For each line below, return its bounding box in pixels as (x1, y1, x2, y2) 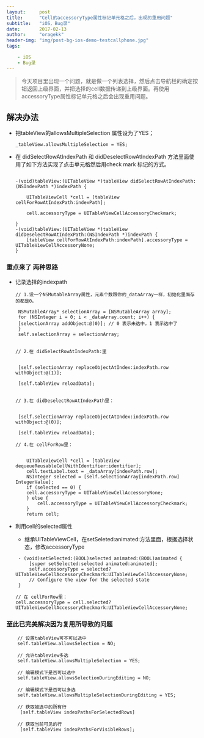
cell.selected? (73, 599, 112, 605)
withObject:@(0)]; (15, 419, 62, 425)
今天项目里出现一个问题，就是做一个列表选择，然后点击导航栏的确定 (21, 77, 193, 84)
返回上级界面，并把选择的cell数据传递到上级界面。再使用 (26, 85, 170, 92)
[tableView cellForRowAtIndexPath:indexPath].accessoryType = (26, 237, 188, 243)
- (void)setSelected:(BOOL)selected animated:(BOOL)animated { (18, 555, 183, 561)
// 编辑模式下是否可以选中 (17, 670, 76, 676)
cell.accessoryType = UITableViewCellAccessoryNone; (26, 489, 164, 495)
